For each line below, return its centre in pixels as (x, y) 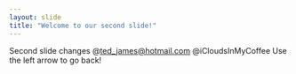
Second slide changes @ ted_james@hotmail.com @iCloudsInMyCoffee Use (148, 50)
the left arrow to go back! (56, 60)
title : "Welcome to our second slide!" (83, 26)
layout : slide (36, 17)
